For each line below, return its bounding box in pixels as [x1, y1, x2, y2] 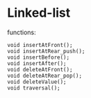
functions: [7, 28, 36, 36]
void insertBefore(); [7, 54, 70, 61]
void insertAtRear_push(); [7, 48, 85, 55]
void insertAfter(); [7, 59, 67, 67]
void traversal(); [7, 84, 60, 92]
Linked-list [7, 5, 71, 21]
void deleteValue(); [7, 78, 67, 85]
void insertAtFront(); [7, 41, 73, 48]
